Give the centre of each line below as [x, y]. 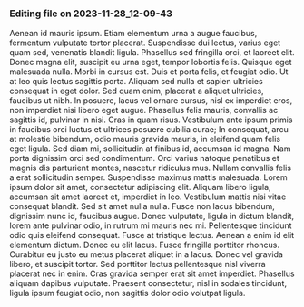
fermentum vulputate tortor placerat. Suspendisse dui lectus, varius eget [145, 43]
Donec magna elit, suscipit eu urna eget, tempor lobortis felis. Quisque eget [151, 62]
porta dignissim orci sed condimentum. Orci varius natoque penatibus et [144, 158]
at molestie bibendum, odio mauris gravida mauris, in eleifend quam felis [145, 139]
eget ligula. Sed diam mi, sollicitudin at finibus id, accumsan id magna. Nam [150, 149]
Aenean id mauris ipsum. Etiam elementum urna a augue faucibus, [133, 34]
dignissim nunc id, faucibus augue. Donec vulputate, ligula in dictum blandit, [152, 216]
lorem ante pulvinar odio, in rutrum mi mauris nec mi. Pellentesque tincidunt [151, 225]
